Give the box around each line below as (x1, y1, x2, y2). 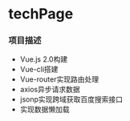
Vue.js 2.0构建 (19, 54, 68, 64)
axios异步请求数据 (19, 85, 80, 95)
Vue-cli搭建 (19, 65, 59, 75)
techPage (8, 5, 74, 23)
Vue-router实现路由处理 (19, 75, 99, 84)
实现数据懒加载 (19, 105, 70, 115)
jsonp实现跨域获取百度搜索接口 (19, 95, 123, 104)
